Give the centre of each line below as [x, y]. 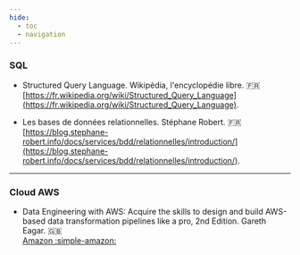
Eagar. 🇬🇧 [42, 230]
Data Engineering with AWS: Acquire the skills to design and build [142, 211]
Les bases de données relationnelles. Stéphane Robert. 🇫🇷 [132, 122]
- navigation [42, 34]
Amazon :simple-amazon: [69, 240]
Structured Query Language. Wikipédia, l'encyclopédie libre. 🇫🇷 [141, 85]
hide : [19, 17]
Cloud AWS [34, 191]
